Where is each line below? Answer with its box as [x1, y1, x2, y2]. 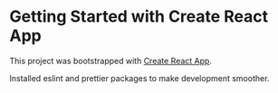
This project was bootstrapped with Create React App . [9, 55, 213, 66]
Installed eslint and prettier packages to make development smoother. [9, 72, 270, 83]
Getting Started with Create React [9, 6, 269, 27]
